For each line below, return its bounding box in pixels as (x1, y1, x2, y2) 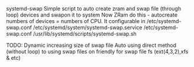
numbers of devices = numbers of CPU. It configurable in (6, 18, 146, 24)
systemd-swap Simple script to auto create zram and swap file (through (6, 5, 182, 12)
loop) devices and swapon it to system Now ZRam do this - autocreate (6, 11, 178, 18)
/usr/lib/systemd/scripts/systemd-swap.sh (33, 30, 137, 37)
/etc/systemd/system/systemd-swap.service (33, 24, 143, 31)
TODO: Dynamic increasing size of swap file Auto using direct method (6, 42, 176, 49)
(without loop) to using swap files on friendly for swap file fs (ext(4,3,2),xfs (6, 48, 189, 55)
